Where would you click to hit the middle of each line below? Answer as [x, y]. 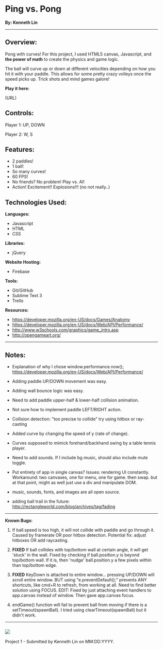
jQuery [19, 253]
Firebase [21, 271]
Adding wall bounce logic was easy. [48, 391]
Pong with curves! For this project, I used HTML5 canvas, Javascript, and [78, 54]
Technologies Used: [36, 202]
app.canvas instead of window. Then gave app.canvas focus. [73, 595]
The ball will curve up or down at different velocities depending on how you [80, 69]
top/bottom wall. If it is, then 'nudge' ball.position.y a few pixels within [82, 560]
